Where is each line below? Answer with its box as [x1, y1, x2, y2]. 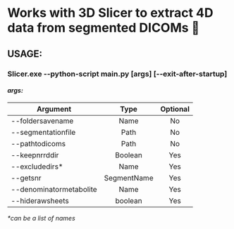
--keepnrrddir [11, 150, 59, 159]
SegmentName [104, 173, 154, 183]
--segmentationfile [11, 127, 76, 137]
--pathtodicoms [11, 138, 66, 148]
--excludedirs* [11, 162, 63, 171]
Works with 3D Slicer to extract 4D [7, 5, 214, 21]
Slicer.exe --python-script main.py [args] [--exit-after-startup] [7, 69, 228, 79]
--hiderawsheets [11, 195, 69, 205]
